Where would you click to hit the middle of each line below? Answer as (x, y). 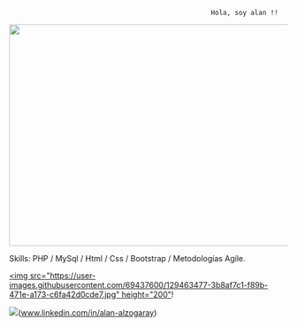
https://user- (73, 276)
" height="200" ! (145, 294)
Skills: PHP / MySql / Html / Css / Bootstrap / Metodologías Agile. (127, 258)
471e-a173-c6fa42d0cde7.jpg (63, 294)
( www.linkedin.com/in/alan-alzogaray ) (88, 313)
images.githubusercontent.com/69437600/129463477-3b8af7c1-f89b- (139, 285)
